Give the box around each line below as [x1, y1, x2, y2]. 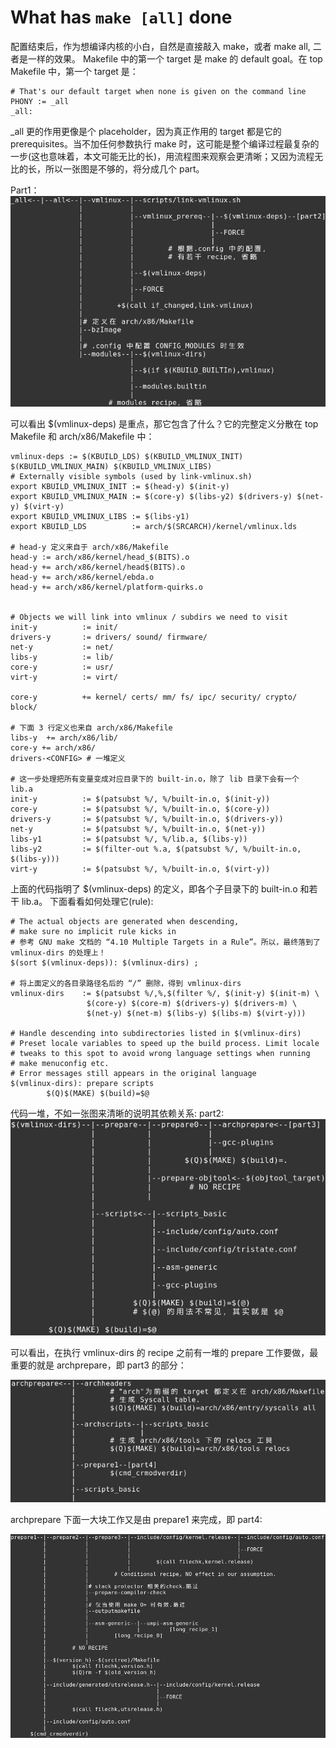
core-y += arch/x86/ [10, 742, 97, 753]
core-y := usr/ [10, 662, 114, 672]
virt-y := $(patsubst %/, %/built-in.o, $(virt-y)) [10, 864, 271, 874]
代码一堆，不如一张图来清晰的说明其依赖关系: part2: [10, 1107, 225, 1119]
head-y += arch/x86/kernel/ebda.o [10, 572, 155, 582]
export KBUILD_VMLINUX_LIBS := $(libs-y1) [10, 511, 190, 521]
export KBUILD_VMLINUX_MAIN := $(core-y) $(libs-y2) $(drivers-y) [10, 491, 293, 501]
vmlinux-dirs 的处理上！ [10, 947, 107, 958]
